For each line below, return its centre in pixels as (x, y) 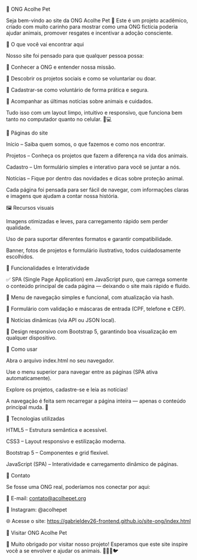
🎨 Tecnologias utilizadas (35, 418)
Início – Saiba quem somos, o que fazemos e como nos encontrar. (86, 144)
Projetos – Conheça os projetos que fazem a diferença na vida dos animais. (97, 155)
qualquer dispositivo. (31, 338)
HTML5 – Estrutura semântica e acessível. (57, 430)
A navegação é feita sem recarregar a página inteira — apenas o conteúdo (96, 401)
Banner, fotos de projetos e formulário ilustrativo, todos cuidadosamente (94, 250)
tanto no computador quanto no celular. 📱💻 (59, 119)
